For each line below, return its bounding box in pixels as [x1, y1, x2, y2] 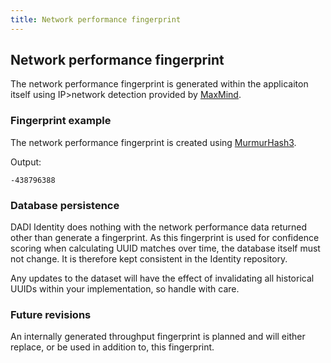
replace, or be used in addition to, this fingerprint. [10, 341, 215, 353]
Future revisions [10, 307, 92, 321]
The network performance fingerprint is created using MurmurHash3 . [10, 136, 297, 148]
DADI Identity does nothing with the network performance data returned [10, 221, 307, 233]
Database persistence [10, 198, 120, 212]
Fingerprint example [10, 114, 112, 128]
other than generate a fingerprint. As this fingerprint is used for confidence [10, 232, 320, 244]
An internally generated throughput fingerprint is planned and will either [10, 331, 306, 343]
